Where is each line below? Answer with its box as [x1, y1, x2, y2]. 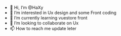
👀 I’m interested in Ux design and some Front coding [9, 10, 117, 16]
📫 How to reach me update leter [9, 26, 77, 31]
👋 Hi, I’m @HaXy [9, 5, 43, 10]
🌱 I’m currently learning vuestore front [9, 15, 87, 20]
